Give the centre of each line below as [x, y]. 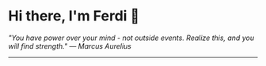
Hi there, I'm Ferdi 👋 [74, 16]
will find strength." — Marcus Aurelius [70, 46]
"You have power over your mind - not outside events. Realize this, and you [131, 38]
